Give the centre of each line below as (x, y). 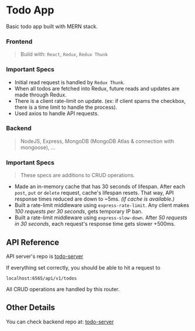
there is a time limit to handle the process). (66, 107)
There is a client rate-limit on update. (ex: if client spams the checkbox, (100, 101)
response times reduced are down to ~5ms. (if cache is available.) (95, 199)
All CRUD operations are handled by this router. (63, 289)
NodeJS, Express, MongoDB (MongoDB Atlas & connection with (97, 141)
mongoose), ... (38, 147)
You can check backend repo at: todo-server (60, 322)
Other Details (31, 308)
